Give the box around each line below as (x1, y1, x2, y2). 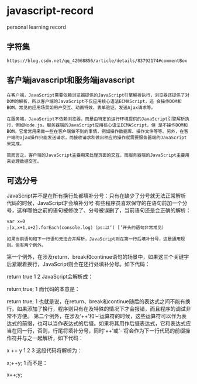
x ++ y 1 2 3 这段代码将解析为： (6, 347, 82, 354)
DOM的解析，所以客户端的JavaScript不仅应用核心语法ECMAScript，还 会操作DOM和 (6, 98, 182, 104)
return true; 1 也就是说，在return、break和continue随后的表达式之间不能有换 (6, 298, 191, 305)
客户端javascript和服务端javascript (6, 75, 135, 85)
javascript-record (6, 4, 94, 18)
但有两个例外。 (15, 242, 46, 248)
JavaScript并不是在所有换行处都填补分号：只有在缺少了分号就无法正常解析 (6, 192, 186, 200)
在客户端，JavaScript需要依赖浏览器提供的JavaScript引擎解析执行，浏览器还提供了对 (6, 92, 189, 98)
